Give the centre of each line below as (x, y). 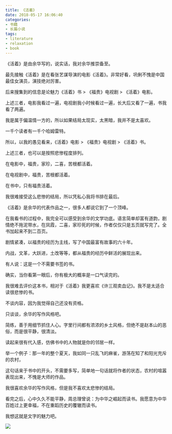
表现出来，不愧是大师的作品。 (37, 377)
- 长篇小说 (15, 29)
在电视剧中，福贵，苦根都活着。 (39, 175)
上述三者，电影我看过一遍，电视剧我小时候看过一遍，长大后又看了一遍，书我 (86, 103)
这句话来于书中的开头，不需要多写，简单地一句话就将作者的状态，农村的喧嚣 (86, 370)
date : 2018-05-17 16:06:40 (34, 15)
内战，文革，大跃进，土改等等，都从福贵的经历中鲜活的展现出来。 (75, 253)
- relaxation (19, 44)
